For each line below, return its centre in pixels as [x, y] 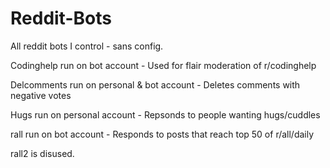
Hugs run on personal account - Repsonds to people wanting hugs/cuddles [165, 114]
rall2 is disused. [42, 153]
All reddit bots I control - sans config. [87, 46]
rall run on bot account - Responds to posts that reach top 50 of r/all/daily [162, 134]
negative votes [41, 95]
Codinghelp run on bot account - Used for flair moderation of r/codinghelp [163, 65]
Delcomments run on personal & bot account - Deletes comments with [155, 84]
